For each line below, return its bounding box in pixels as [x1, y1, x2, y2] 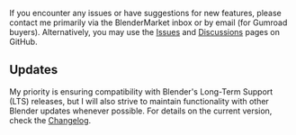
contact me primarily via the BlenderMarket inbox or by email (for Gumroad [9, 17, 288, 28]
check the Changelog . [9, 114, 92, 125]
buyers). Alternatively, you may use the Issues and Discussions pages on [9, 27, 281, 37]
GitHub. [9, 36, 38, 47]
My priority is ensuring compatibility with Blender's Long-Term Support [9, 85, 274, 97]
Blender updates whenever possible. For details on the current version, [9, 105, 273, 116]
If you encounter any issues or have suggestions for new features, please [9, 8, 282, 18]
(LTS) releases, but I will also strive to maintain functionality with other [9, 95, 270, 106]
